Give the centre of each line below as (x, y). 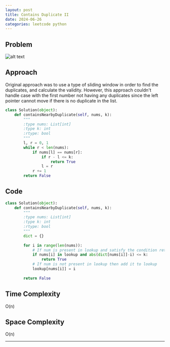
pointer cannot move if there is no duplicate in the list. (61, 101)
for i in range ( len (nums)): (53, 245)
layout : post (19, 10)
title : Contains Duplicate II (37, 15)
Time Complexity (33, 294)
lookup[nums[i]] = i (54, 269)
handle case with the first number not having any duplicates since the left (82, 95)
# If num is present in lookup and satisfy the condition (95, 250)
